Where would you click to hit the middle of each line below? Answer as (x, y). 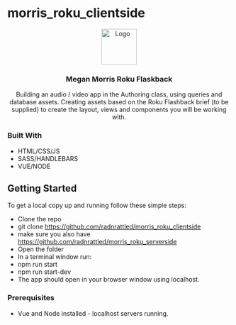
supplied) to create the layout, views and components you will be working (119, 110)
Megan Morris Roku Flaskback (119, 79)
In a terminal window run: (55, 257)
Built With (25, 136)
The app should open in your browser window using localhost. (108, 280)
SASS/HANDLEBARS (48, 158)
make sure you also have (54, 234)
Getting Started (42, 188)
